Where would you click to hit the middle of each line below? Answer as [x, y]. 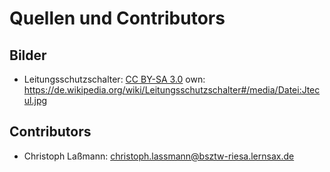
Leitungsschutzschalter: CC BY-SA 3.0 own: [114, 79]
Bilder [28, 55]
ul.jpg [35, 100]
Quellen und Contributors [117, 18]
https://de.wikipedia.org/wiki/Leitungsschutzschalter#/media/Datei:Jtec [172, 90]
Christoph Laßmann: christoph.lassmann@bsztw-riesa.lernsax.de [159, 156]
